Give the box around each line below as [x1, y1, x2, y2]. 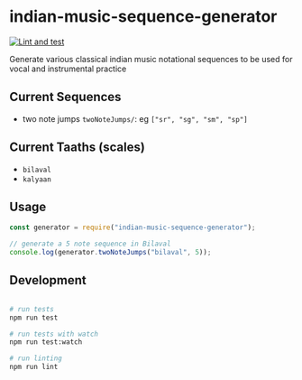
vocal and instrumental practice [9, 63, 127, 74]
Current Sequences [9, 89, 122, 105]
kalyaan [22, 174, 51, 184]
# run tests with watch [9, 329, 99, 338]
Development [9, 273, 87, 288]
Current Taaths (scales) [9, 140, 146, 155]
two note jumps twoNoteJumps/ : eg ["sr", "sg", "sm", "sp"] [22, 113, 248, 124]
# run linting [9, 354, 63, 363]
